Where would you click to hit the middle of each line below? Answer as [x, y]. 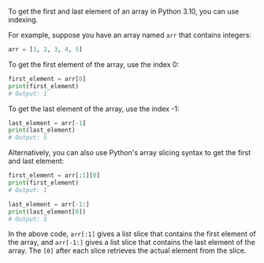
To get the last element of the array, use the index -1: [94, 109]
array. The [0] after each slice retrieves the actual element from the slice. [127, 250]
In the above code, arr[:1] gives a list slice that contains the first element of [132, 234]
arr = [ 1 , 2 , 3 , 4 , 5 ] [45, 50]
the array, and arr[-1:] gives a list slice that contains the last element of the [132, 243]
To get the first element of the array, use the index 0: [94, 64]
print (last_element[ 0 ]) [47, 212]
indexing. [23, 20]
